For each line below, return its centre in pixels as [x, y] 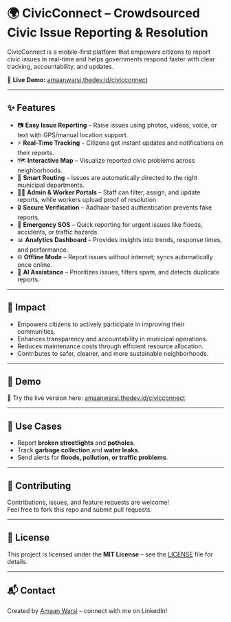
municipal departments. [51, 185]
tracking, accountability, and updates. [60, 66]
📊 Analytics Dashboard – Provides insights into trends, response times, [119, 239]
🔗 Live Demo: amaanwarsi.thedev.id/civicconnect [77, 79]
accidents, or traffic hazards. [58, 232]
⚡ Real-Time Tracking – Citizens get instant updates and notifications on [120, 143]
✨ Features [31, 108]
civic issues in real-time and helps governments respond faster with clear [111, 59]
